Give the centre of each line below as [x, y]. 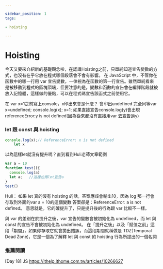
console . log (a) [25, 173]
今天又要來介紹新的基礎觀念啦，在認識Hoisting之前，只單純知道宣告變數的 [79, 69]
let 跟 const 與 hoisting [32, 130]
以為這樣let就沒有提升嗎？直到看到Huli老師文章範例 [56, 154]
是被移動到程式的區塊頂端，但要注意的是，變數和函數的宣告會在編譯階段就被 [81, 87]
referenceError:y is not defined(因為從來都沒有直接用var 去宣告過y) [72, 116]
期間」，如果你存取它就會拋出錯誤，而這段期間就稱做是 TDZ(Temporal [82, 230]
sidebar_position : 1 [26, 14]
